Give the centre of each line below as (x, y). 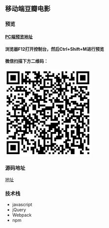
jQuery (19, 210)
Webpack (22, 215)
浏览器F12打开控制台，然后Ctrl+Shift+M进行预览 (54, 49)
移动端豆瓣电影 (28, 9)
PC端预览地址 (19, 36)
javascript (22, 205)
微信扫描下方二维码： (27, 61)
